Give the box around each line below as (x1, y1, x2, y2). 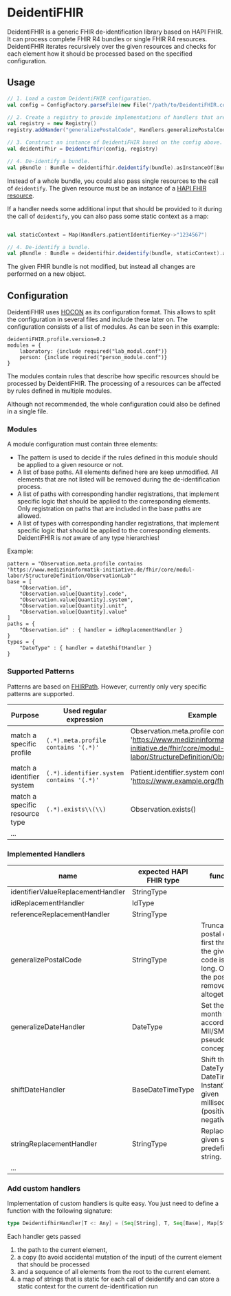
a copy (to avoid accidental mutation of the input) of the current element (16, 1253, 222, 1262)
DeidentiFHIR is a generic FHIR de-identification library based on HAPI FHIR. (7, 28, 223, 36)
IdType (131, 898, 155, 907)
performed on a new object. (7, 270, 86, 278)
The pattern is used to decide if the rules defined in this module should (16, 453, 218, 462)
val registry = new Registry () (7, 120, 97, 127)
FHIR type (146, 875, 180, 885)
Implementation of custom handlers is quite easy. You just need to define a (7, 1199, 219, 1208)
